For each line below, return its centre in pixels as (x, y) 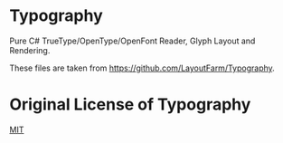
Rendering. (30, 50)
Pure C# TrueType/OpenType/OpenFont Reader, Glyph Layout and (132, 41)
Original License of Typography (130, 105)
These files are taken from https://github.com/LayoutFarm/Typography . (142, 68)
